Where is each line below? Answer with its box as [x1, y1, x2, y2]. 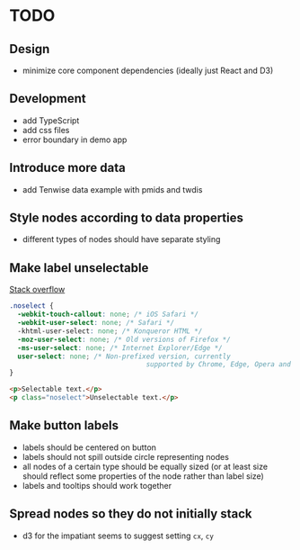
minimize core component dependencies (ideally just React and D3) [22, 65, 274, 76]
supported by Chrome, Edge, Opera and [146, 360, 292, 369]
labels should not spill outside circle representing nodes [22, 451, 229, 462]
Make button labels [9, 418, 119, 433]
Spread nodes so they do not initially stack [9, 506, 252, 522]
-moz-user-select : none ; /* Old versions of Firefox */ [17, 335, 231, 344]
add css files [22, 124, 70, 135]
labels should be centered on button [22, 442, 157, 453]
